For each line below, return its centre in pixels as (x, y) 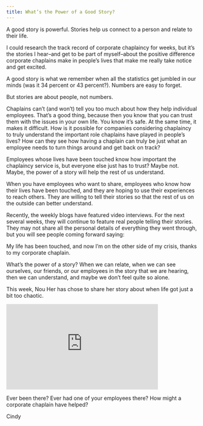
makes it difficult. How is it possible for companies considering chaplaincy (99, 128)
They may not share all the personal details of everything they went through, (101, 228)
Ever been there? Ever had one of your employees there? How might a (94, 398)
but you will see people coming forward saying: (65, 234)
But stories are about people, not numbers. (60, 97)
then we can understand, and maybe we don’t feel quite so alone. (88, 277)
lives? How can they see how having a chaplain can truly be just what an (97, 141)
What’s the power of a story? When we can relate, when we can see (91, 264)
